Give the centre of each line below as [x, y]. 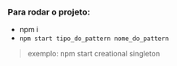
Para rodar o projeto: [49, 12]
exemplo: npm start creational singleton [93, 54]
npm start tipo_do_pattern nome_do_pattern [94, 39]
